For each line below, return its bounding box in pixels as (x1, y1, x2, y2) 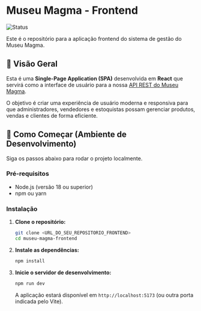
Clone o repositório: (14, 219, 66, 226)
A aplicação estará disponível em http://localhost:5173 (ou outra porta (14, 291, 194, 298)
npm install (14, 258, 45, 264)
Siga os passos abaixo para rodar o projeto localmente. (6, 154, 143, 162)
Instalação (6, 205, 38, 213)
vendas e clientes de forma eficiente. (6, 112, 98, 119)
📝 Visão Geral (6, 59, 58, 69)
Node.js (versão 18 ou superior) (14, 183, 93, 190)
